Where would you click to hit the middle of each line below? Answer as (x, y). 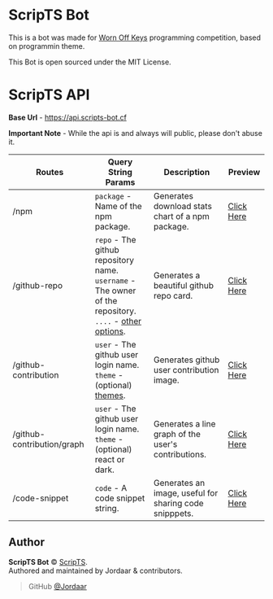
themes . (110, 395)
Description (187, 172)
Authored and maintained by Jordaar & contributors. (95, 571)
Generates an (179, 483)
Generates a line (184, 423)
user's (165, 444)
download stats (183, 206)
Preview (244, 172)
